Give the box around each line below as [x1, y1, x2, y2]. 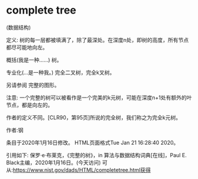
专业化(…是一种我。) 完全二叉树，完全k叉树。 [6, 69, 115, 76]
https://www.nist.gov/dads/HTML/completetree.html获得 [12, 166, 151, 173]
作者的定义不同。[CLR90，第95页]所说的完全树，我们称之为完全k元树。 [6, 113, 181, 121]
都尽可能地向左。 [6, 44, 48, 51]
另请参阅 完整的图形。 [6, 81, 60, 89]
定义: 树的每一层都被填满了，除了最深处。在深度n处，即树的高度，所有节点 [6, 36, 189, 43]
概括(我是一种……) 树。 [6, 56, 62, 63]
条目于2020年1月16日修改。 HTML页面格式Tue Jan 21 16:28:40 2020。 [6, 139, 179, 146]
